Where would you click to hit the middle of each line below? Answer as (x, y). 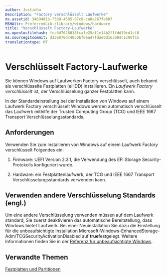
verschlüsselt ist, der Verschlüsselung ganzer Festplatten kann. (70, 91)
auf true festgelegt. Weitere (110, 236)
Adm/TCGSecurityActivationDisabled (43, 236)
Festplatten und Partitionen (33, 269)
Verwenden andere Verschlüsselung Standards (80, 195)
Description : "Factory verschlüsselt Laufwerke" (57, 14)
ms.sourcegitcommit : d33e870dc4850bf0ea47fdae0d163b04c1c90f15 (72, 38)
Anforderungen (30, 133)
